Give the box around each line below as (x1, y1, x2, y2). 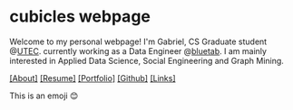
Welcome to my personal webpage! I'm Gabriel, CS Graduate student (9, 36, 268, 47)
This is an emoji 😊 (9, 90, 79, 101)
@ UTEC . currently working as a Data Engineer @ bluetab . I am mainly (9, 45, 268, 56)
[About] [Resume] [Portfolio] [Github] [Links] (9, 72, 176, 83)
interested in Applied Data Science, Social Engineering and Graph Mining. (9, 55, 284, 66)
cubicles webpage (9, 6, 151, 27)
